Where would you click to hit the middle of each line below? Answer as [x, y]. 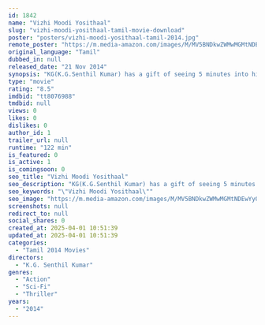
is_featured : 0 [33, 155]
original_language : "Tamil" [54, 52]
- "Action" [33, 280]
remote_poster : [33, 45]
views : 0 [22, 111]
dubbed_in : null [35, 60]
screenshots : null [38, 206]
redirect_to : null [38, 214]
